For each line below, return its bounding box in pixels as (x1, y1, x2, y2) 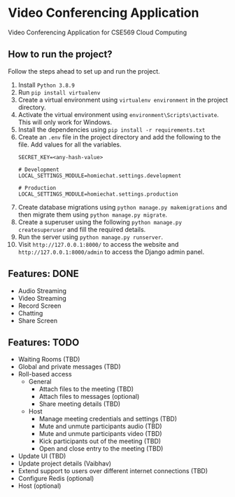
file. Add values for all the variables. (17, 140, 122, 149)
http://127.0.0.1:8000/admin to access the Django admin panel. (17, 247, 205, 256)
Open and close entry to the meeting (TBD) (38, 444, 164, 453)
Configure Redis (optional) (17, 475, 94, 483)
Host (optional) (17, 482, 62, 490)
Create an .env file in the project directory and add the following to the (17, 132, 221, 141)
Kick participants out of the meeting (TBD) (38, 437, 162, 446)
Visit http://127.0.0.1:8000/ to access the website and (17, 240, 179, 248)
